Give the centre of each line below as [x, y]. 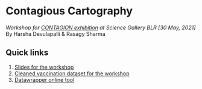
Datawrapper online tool [44, 79]
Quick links [27, 53]
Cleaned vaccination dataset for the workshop [72, 73]
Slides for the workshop [44, 67]
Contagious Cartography [69, 11]
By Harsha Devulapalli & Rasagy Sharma [56, 33]
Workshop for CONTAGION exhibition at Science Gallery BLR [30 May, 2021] [101, 27]
